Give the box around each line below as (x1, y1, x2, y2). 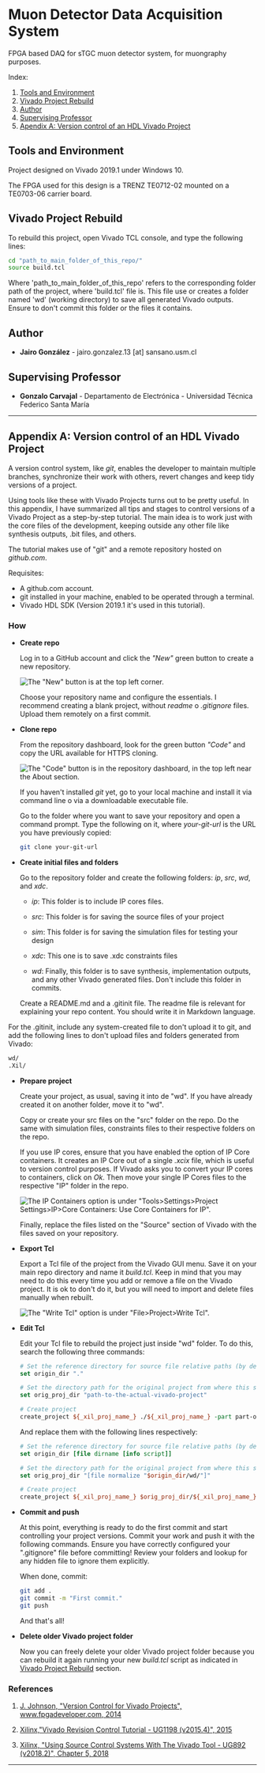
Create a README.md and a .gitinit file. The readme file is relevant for (19, 998, 246, 1008)
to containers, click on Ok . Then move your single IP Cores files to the (19, 1173, 247, 1182)
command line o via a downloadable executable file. (19, 796, 188, 805)
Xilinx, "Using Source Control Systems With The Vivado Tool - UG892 (19, 1741, 246, 1750)
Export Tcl (19, 1244, 54, 1253)
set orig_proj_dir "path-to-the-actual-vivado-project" (19, 1391, 207, 1400)
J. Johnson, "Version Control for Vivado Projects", (19, 1701, 182, 1710)
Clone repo (19, 725, 58, 734)
